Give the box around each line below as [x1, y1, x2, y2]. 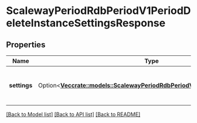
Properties [6, 40, 46, 50]
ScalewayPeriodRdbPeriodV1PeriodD [6, 4, 191, 17]
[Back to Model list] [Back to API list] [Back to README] [6, 111, 141, 118]
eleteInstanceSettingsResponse [6, 16, 166, 30]
